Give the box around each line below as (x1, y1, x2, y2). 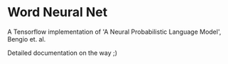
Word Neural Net (7, 4, 108, 20)
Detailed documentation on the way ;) (7, 49, 118, 57)
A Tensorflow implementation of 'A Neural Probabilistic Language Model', (7, 27, 222, 36)
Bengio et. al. (7, 34, 46, 43)
